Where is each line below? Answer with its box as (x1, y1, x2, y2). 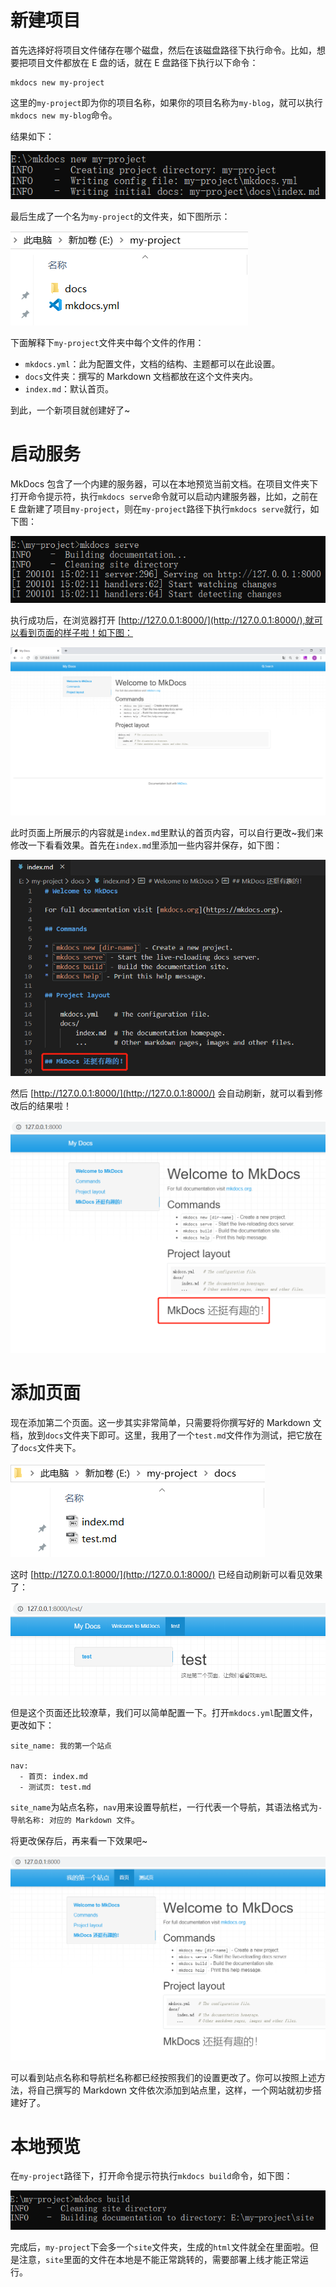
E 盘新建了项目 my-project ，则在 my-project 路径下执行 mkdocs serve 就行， (10, 502, 311, 515)
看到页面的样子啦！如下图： (18, 627, 133, 639)
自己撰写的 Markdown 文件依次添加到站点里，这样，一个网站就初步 (36, 2084, 313, 2096)
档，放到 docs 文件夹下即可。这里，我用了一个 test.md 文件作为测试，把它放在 (10, 1429, 323, 1441)
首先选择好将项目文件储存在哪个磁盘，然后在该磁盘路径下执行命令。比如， (10, 44, 317, 56)
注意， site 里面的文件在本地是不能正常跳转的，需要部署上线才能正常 (18, 2254, 300, 2266)
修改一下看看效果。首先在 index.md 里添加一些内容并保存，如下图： (10, 839, 283, 851)
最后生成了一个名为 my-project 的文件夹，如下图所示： (10, 211, 231, 222)
